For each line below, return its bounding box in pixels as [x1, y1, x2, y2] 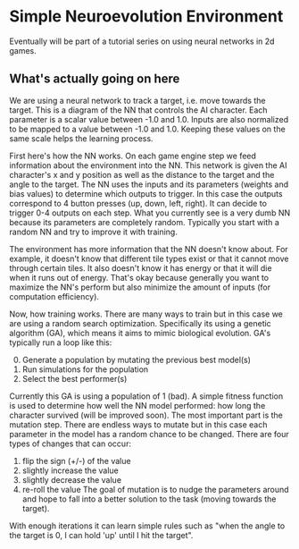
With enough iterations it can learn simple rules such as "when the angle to [9, 520, 286, 531]
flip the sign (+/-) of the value [21, 455, 131, 466]
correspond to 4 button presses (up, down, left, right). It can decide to [9, 198, 268, 208]
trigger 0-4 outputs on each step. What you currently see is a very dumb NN [9, 207, 291, 218]
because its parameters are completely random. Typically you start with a [9, 216, 279, 227]
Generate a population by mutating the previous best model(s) [21, 354, 252, 365]
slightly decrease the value [21, 474, 122, 485]
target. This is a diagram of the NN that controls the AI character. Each [9, 105, 268, 115]
